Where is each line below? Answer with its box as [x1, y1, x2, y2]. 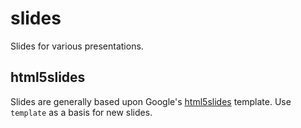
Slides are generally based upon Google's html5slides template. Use [10, 95, 292, 107]
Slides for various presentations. [10, 40, 144, 52]
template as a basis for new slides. [10, 106, 153, 118]
